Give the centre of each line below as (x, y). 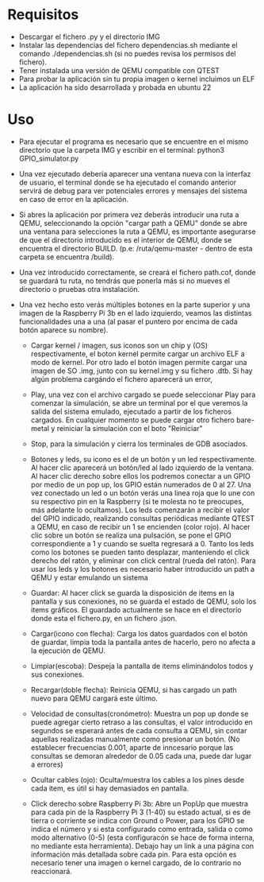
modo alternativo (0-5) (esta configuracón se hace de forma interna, (143, 837)
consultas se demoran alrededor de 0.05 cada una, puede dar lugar (141, 756)
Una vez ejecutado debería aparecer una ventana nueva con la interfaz (135, 173)
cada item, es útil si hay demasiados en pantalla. (110, 788)
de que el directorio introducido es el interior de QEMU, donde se (125, 239)
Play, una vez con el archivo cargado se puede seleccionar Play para (143, 394)
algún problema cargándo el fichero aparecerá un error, (122, 379)
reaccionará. (51, 871)
